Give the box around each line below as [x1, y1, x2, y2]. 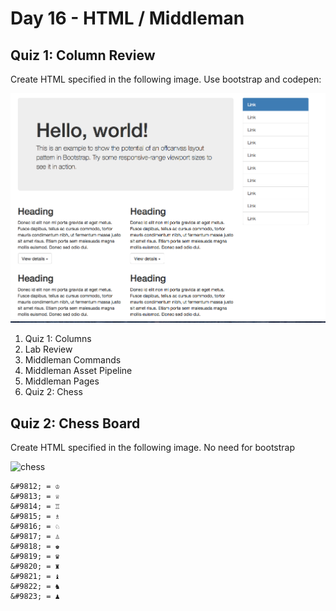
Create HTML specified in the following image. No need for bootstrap [10, 442, 296, 454]
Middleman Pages [24, 375, 100, 387]
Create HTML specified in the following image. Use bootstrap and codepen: [10, 73, 322, 85]
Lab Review [24, 343, 73, 356]
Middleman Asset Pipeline [24, 365, 133, 377]
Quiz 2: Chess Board [10, 415, 141, 432]
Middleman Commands [24, 354, 122, 366]
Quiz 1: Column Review [10, 47, 156, 64]
